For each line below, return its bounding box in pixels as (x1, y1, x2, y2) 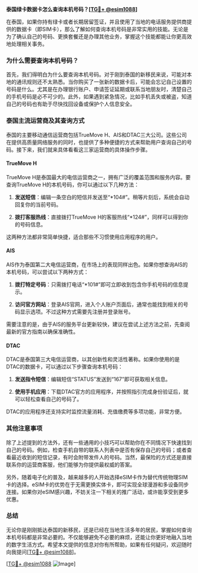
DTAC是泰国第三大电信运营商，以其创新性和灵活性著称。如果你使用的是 (6, 356, 180, 363)
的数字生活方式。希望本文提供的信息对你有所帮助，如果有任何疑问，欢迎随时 (6, 541, 192, 548)
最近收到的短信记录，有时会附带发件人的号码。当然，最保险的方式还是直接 (11, 453, 192, 460)
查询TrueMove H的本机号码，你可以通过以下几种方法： (6, 181, 140, 188)
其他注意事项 (6, 424, 43, 433)
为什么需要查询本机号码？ (6, 56, 79, 64)
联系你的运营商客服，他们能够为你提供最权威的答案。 (6, 461, 136, 468)
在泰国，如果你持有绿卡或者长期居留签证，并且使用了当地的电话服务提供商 (6, 18, 187, 25)
